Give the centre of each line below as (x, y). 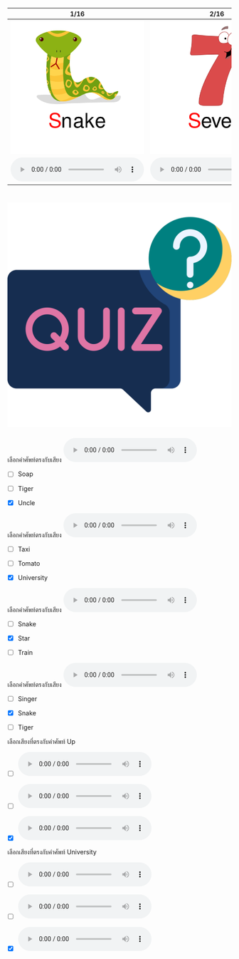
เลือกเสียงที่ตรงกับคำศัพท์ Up (42, 742)
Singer (27, 699)
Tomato (29, 563)
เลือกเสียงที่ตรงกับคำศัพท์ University (52, 852)
